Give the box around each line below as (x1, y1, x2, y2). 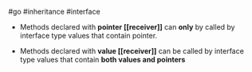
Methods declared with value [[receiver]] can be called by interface (19, 46, 245, 55)
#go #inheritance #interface (8, 7, 101, 16)
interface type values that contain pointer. (19, 31, 158, 40)
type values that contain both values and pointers (19, 55, 186, 64)
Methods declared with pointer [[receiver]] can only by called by (19, 22, 235, 31)
